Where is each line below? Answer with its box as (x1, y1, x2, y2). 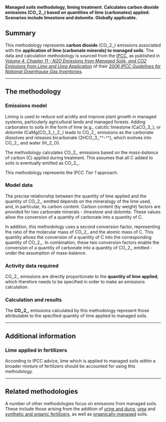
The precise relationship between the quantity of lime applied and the (5, 193, 147, 199)
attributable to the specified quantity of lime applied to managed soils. (5, 313, 148, 319)
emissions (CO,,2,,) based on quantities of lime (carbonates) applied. (5, 9, 150, 15)
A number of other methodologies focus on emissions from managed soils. (5, 400, 158, 406)
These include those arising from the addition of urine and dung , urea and (5, 406, 156, 412)
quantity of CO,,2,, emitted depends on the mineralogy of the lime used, (5, 198, 152, 204)
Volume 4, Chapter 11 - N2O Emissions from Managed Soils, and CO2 (5, 58, 147, 64)
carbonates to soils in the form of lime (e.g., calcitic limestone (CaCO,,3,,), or (5, 124, 161, 130)
